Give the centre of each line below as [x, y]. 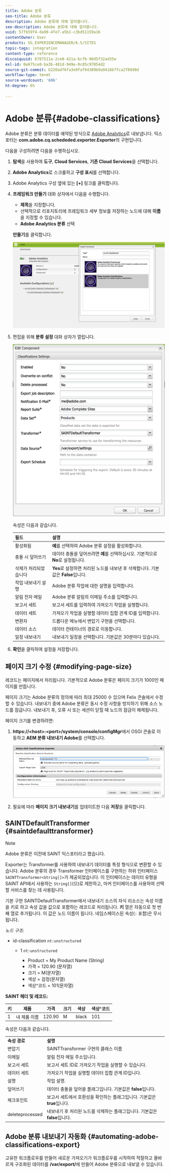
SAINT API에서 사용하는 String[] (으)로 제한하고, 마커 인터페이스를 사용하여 [80, 883]
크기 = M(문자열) [44, 973]
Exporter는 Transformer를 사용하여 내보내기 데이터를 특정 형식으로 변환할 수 [81, 865]
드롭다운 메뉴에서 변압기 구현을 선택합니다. [94, 621]
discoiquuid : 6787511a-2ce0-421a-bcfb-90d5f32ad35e [61, 59]
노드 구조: [15, 931]
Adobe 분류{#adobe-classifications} [83, 118]
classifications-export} [43, 1145]
